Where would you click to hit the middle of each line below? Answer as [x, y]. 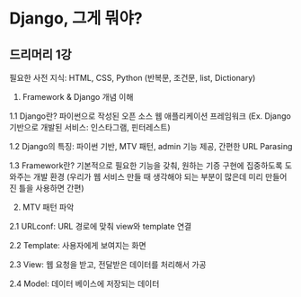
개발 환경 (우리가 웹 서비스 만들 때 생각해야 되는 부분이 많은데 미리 [148, 177]
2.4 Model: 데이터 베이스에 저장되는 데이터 [84, 283]
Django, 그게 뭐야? [76, 18]
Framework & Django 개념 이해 [78, 97]
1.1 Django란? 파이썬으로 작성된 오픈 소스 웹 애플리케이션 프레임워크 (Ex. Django [150, 116]
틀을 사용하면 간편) [51, 188]
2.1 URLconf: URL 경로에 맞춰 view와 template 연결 [101, 226]
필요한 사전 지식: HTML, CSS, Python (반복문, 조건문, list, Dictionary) [133, 78]
